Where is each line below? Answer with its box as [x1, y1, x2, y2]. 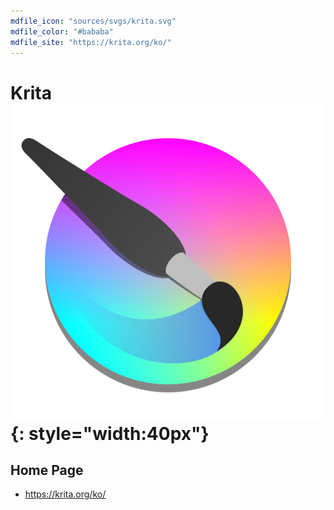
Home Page [10, 461, 84, 479]
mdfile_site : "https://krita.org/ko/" [10, 37, 172, 47]
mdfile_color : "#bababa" [10, 26, 114, 37]
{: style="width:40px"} [10, 422, 210, 445]
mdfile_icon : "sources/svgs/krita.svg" [10, 16, 177, 26]
